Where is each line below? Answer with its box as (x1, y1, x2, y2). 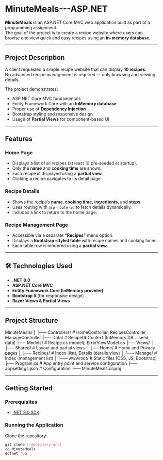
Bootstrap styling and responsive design (12, 111, 93, 117)
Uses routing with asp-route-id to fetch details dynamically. (12, 204, 132, 210)
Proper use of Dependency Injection (12, 106, 86, 112)
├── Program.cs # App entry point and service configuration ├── (5, 360, 137, 366)
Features (5, 135, 33, 143)
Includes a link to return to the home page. (12, 209, 97, 215)
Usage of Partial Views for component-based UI (12, 116, 110, 122)
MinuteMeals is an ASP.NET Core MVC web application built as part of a (5, 19, 150, 25)
